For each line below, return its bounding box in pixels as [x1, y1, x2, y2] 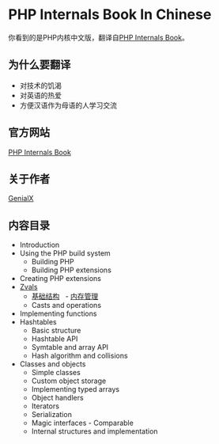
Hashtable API [31, 334, 78, 343]
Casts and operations [31, 301, 101, 310]
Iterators [31, 401, 59, 411]
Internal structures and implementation [31, 427, 158, 436]
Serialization [31, 410, 73, 419]
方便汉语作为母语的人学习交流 [19, 101, 117, 110]
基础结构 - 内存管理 [31, 291, 99, 302]
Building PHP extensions [31, 265, 112, 275]
